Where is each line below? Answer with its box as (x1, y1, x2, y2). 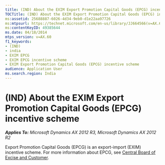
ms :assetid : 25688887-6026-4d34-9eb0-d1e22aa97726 (5, 16, 111, 21)
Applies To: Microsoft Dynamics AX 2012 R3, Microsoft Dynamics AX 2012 (5, 129, 157, 135)
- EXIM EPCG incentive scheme (5, 57, 67, 62)
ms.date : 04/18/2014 (5, 30, 48, 35)
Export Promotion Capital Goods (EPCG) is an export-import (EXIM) (5, 144, 141, 150)
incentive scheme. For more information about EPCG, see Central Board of (5, 149, 156, 155)
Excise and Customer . (5, 154, 49, 160)
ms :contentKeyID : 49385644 (5, 26, 60, 30)
